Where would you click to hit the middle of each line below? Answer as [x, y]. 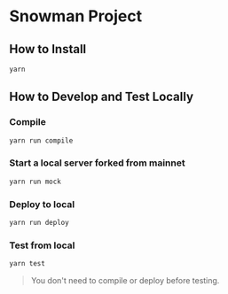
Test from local [42, 245]
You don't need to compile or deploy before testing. [125, 280]
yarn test [28, 264]
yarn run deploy [39, 222]
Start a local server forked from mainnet [97, 163]
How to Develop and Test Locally [101, 97]
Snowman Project [76, 16]
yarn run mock [35, 182]
